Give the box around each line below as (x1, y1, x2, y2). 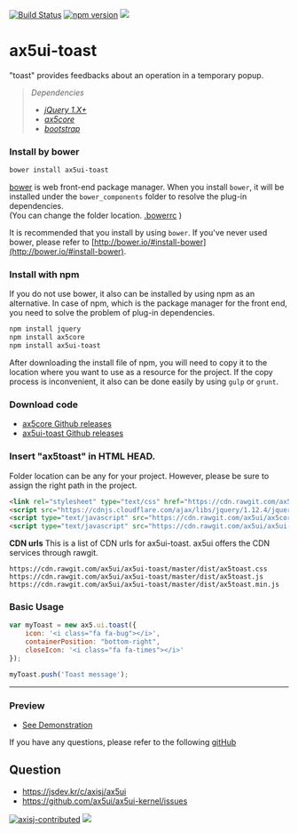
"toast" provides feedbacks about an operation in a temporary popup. (9, 69, 264, 80)
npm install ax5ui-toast (9, 341, 101, 350)
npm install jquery (9, 324, 82, 333)
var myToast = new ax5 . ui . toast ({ (9, 621, 137, 630)
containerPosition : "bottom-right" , (25, 637, 161, 646)
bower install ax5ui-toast (9, 165, 109, 175)
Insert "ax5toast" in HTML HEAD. (9, 450, 156, 462)
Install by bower (9, 145, 80, 157)
